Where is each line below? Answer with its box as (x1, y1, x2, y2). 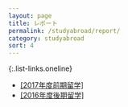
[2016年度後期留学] (19, 90, 85, 101)
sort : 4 (8, 42, 35, 50)
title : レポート (8, 19, 58, 27)
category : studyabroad (8, 34, 85, 43)
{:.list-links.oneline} (8, 64, 72, 73)
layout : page (8, 11, 52, 20)
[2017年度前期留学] (19, 80, 84, 90)
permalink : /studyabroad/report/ (8, 27, 121, 35)
